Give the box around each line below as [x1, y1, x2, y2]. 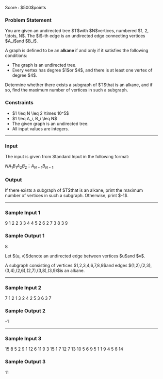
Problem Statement [5, 17, 52, 23]
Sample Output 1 [5, 233, 45, 239]
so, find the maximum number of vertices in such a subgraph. [5, 87, 129, 93]
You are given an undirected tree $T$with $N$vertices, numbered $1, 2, [5, 28, 149, 34]
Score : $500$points [5, 5, 46, 10]
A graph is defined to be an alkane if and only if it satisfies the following [5, 48, 149, 54]
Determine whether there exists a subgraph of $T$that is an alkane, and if [5, 82, 153, 88]
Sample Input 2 [5, 284, 41, 291]
